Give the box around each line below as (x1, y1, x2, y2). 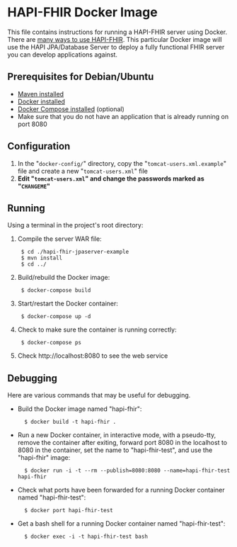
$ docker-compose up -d (21, 313, 91, 320)
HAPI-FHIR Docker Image (7, 4, 158, 21)
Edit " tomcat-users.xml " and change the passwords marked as (17, 174, 204, 183)
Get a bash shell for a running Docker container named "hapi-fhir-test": (17, 519, 226, 528)
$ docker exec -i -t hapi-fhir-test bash (24, 533, 149, 541)
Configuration (7, 140, 71, 152)
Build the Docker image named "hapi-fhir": (17, 405, 142, 413)
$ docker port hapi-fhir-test (24, 507, 113, 514)
